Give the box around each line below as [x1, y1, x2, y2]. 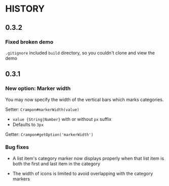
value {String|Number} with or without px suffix [12, 116, 112, 122]
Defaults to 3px [12, 121, 44, 127]
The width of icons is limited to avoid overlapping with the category [12, 170, 153, 176]
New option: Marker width [5, 85, 71, 92]
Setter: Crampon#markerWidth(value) [5, 106, 79, 112]
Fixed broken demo [5, 38, 54, 45]
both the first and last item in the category [12, 160, 100, 167]
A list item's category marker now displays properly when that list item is [12, 155, 164, 161]
